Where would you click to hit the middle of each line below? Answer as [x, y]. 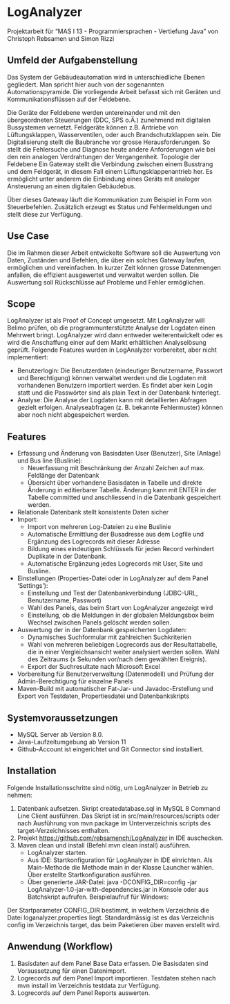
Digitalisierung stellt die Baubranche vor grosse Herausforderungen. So [109, 142]
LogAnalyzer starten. [57, 852]
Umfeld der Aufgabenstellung [73, 61]
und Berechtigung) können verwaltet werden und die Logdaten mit [112, 378]
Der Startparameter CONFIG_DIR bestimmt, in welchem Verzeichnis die [108, 910]
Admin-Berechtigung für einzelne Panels [75, 681]
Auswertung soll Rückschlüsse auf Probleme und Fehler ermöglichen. [106, 282]
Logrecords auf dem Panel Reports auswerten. [84, 993]
